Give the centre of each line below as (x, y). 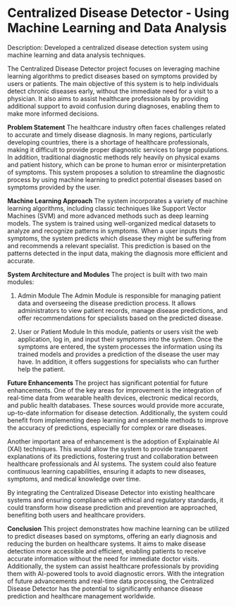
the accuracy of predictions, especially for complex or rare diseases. (107, 427)
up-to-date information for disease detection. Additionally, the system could (117, 412)
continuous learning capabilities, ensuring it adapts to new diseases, (107, 471)
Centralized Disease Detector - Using (118, 13)
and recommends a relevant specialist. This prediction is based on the (109, 245)
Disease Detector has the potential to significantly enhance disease (105, 588)
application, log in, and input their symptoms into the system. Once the (120, 339)
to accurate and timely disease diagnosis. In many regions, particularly (110, 135)
